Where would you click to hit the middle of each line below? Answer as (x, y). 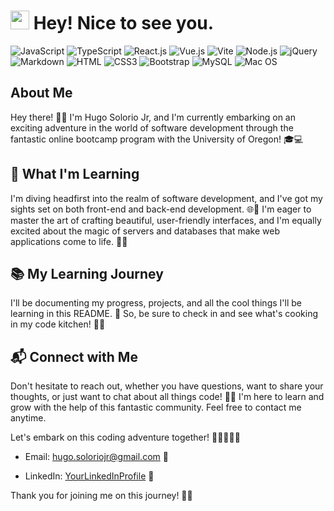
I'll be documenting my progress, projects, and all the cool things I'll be (156, 303)
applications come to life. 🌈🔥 (69, 241)
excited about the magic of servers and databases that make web (145, 231)
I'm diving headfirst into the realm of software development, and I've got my (166, 198)
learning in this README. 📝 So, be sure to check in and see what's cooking (164, 314)
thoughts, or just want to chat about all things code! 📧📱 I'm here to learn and (167, 397)
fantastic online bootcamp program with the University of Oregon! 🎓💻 (157, 139)
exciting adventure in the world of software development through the (152, 127)
